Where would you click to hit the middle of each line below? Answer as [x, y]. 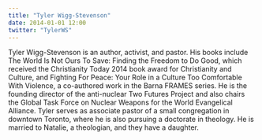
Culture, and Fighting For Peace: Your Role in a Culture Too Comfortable [125, 77]
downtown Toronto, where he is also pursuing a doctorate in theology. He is [131, 120]
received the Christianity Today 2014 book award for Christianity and [120, 69]
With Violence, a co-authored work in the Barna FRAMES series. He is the [127, 86]
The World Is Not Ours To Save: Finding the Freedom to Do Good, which [125, 61]
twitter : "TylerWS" [40, 30]
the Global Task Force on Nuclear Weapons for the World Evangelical [120, 102]
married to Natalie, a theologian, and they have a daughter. [104, 127]
